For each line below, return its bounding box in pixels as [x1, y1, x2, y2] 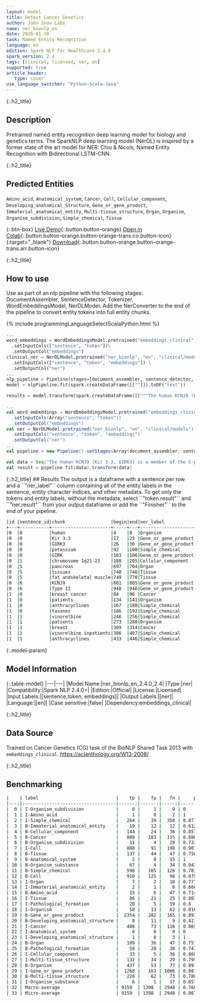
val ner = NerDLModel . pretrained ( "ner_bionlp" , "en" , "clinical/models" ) [6, 426, 194, 432]
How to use [6, 274, 49, 284]
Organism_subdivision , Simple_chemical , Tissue [6, 214, 123, 221]
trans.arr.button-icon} [6, 245, 60, 252]
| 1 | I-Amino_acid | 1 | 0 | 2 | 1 [6, 812, 186, 818]
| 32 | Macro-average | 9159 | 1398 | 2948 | [6, 985, 181, 991]
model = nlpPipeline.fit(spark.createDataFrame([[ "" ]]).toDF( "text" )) [6, 382, 186, 388]
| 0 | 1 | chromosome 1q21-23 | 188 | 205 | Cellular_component [6, 558, 188, 564]
